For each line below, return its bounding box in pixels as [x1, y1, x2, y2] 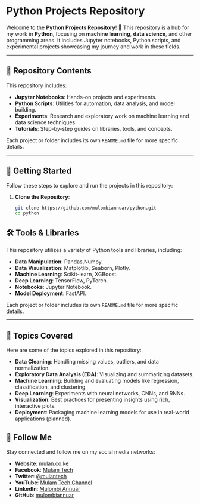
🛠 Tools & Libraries [6, 228, 79, 238]
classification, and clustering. [14, 383, 87, 391]
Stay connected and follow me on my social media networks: [6, 448, 156, 455]
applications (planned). [14, 415, 71, 422]
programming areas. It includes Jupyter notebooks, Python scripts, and [6, 36, 181, 44]
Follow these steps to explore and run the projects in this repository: [6, 182, 173, 189]
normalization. [14, 364, 51, 371]
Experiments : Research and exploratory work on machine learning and [14, 112, 189, 119]
